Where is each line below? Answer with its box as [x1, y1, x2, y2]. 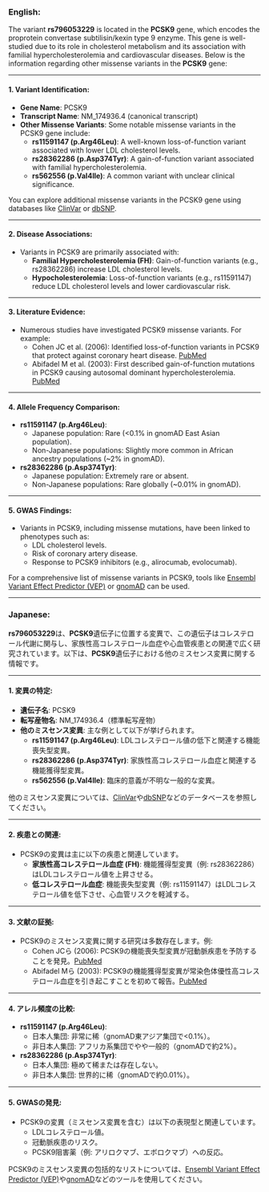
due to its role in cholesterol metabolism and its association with [34, 42, 246, 51]
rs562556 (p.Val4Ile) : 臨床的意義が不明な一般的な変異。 [31, 775, 219, 785]
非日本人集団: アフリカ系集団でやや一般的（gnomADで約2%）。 [31, 1042, 242, 1052]
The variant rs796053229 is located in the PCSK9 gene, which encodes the [8, 25, 260, 35]
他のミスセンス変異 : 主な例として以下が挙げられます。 [19, 725, 199, 734]
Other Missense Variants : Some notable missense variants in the [19, 120, 236, 129]
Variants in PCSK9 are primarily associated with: [19, 247, 179, 257]
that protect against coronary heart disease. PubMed [31, 350, 207, 360]
